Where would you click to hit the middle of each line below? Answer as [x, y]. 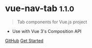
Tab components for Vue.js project [52, 22]
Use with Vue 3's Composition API [47, 31]
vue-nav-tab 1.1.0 [40, 8]
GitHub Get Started [24, 40]
